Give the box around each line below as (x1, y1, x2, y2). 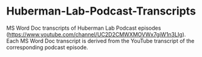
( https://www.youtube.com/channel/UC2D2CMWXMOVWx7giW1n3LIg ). (6, 30, 186, 38)
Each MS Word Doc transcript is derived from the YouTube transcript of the (6, 37, 195, 44)
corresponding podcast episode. (6, 44, 88, 51)
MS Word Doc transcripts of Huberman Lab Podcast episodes (6, 24, 161, 32)
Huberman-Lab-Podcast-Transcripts (6, 4, 197, 18)
